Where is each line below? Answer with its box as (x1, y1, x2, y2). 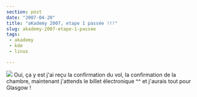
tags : (6, 32, 20, 38)
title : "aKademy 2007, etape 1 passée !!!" (6, 20, 118, 26)
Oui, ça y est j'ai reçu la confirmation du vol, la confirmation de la (13, 71, 176, 78)
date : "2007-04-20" (6, 15, 56, 21)
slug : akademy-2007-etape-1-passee (6, 25, 96, 32)
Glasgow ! (6, 84, 32, 91)
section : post (6, 8, 42, 15)
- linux (8, 48, 28, 55)
